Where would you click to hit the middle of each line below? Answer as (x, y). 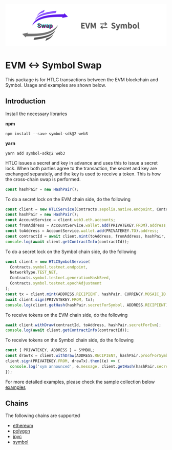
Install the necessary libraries (36, 114)
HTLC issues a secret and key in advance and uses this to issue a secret (81, 163)
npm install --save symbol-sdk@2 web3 (47, 134)
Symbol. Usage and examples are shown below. (56, 85)
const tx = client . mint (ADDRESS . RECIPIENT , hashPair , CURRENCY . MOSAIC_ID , (87, 294)
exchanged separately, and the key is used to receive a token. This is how (83, 174)
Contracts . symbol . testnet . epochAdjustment (56, 283)
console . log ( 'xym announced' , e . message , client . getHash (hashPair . (83, 366)
